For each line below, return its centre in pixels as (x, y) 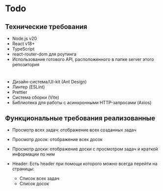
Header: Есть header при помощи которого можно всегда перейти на (85, 164)
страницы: (23, 169)
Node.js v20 (24, 38)
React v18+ (23, 44)
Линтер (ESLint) (28, 87)
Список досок (34, 184)
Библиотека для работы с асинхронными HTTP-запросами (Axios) (82, 103)
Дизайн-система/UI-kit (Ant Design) (49, 82)
